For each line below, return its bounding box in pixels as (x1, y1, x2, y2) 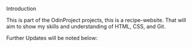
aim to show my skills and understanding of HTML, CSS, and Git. (6, 23, 166, 30)
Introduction (6, 5, 37, 12)
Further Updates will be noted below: (6, 35, 98, 41)
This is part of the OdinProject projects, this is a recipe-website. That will (6, 17, 187, 23)
